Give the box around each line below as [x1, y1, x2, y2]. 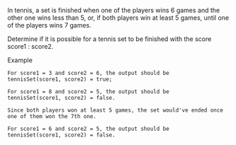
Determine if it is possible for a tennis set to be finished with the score [7, 35, 212, 43]
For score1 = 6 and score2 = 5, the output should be [7, 125, 170, 132]
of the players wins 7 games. [7, 21, 92, 29]
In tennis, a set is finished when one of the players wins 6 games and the [7, 6, 220, 14]
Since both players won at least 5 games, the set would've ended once [7, 107, 223, 114]
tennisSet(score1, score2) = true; [7, 76, 113, 83]
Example [7, 56, 33, 64]
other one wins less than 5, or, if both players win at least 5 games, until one [7, 13, 229, 22]
